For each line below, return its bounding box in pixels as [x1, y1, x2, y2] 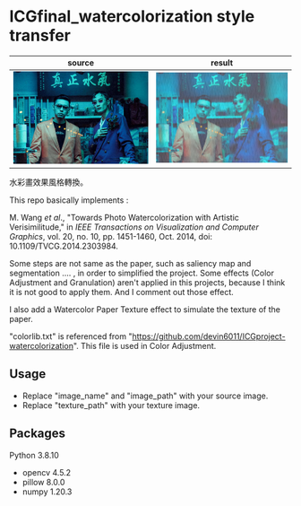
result [210, 57, 234, 68]
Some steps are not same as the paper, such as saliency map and [9, 257, 252, 268]
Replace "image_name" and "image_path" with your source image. [21, 390, 269, 401]
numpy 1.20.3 [21, 486, 73, 497]
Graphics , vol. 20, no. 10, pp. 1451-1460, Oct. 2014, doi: [9, 231, 213, 241]
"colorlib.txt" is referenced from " [9, 330, 133, 342]
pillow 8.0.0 [21, 476, 65, 487]
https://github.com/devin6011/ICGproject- [132, 330, 286, 342]
